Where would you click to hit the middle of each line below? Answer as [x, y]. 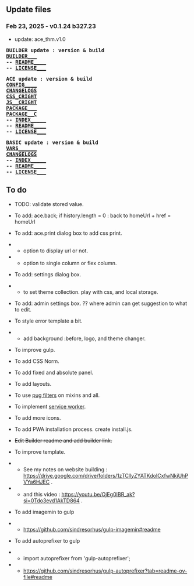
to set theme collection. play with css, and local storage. [91, 292]
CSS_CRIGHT [22, 96]
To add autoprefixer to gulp [47, 540]
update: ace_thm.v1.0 [40, 39]
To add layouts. [33, 383]
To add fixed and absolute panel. [54, 372]
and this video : [42, 494]
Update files [29, 10]
